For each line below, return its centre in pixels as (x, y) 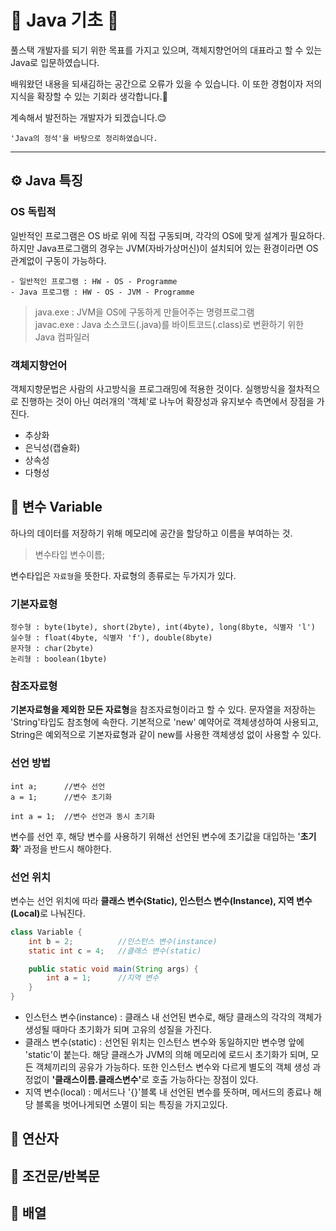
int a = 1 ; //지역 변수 (103, 978)
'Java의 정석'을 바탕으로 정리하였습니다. (84, 138)
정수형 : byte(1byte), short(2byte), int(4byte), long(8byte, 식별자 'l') (163, 627)
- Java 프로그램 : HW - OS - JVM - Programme (102, 292)
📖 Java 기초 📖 (65, 20)
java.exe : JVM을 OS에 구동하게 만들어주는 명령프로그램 (144, 312)
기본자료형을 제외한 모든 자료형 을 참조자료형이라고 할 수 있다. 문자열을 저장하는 (163, 710)
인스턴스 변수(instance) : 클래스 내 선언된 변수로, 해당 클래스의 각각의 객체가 (173, 1017)
